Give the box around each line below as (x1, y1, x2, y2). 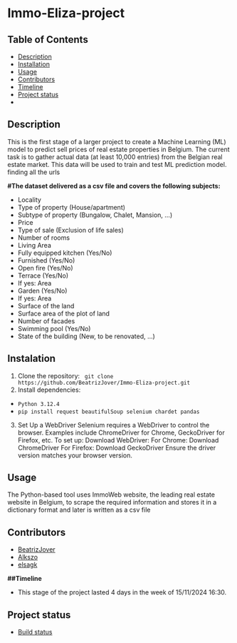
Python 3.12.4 (17, 400, 60, 407)
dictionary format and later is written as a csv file (7, 505, 151, 515)
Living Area (17, 241, 52, 249)
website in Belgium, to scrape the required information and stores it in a (7, 498, 217, 507)
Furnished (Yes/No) (17, 255, 75, 265)
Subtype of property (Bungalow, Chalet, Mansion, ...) (17, 211, 173, 219)
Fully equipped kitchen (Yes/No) (17, 248, 112, 257)
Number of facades (17, 316, 75, 325)
